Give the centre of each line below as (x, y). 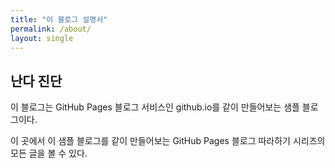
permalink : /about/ (51, 29)
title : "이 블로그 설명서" (59, 19)
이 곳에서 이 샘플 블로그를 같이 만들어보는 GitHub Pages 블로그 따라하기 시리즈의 (168, 141)
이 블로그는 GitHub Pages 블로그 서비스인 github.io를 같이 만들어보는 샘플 (155, 107)
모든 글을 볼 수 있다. (49, 153)
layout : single (42, 38)
